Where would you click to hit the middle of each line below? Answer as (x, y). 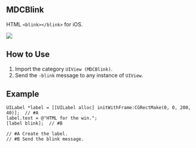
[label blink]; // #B (34, 123)
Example (23, 94)
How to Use (28, 54)
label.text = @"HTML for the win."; (52, 118)
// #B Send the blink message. (45, 139)
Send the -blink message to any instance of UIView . (79, 75)
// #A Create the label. (37, 134)
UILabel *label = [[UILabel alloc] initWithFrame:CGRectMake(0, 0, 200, (99, 108)
